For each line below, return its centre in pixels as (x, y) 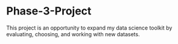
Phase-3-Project (49, 11)
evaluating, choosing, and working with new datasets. (73, 34)
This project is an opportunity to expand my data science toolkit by (89, 28)
